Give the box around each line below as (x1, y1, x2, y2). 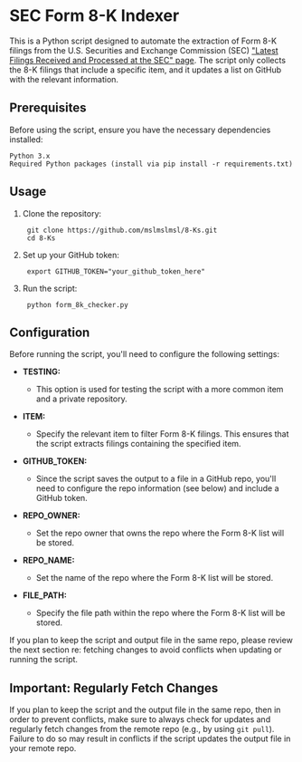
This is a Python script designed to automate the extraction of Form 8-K (9, 35, 278, 46)
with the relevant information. (9, 73, 119, 84)
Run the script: (22, 283, 78, 294)
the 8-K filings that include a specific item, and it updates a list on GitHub (9, 64, 282, 75)
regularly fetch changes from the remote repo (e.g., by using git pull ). (9, 724, 275, 735)
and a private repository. (35, 393, 128, 404)
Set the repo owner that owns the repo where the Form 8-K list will (35, 527, 285, 539)
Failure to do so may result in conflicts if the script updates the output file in (9, 733, 291, 744)
